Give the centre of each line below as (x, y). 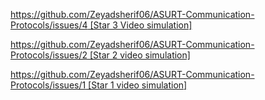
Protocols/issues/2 (49, 55)
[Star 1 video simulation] (138, 85)
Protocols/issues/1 (48, 85)
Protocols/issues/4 (49, 25)
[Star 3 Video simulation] (141, 25)
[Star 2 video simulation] (140, 55)
